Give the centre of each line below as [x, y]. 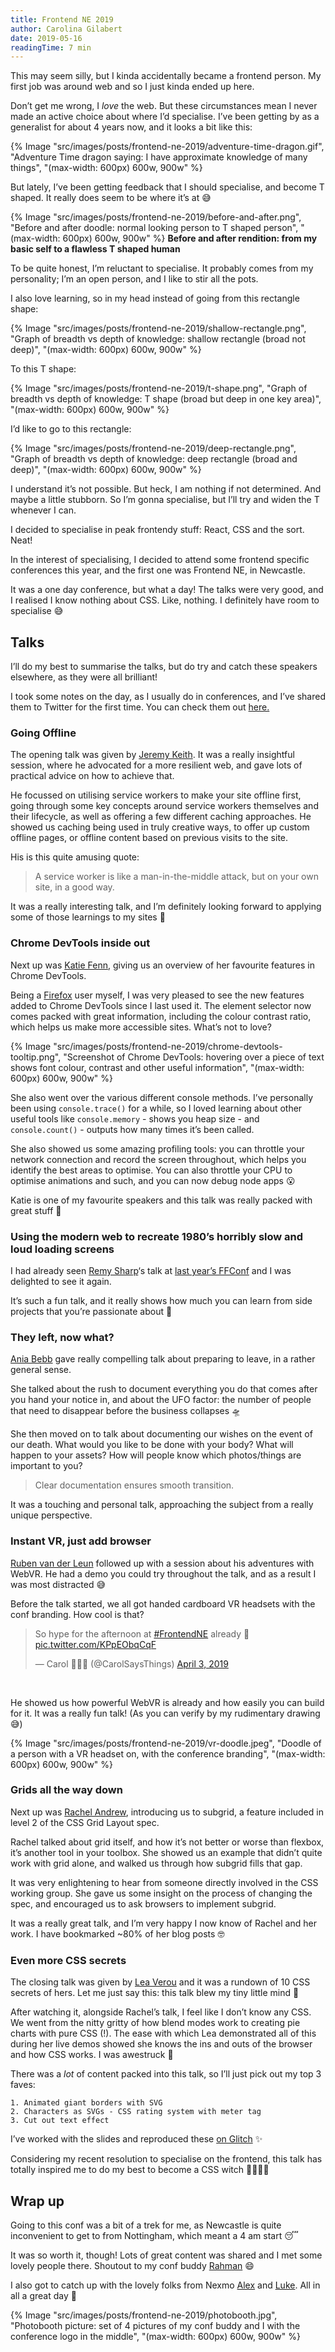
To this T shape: [43, 369]
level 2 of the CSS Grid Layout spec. [85, 1822]
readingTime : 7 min [51, 47]
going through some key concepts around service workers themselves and [164, 806]
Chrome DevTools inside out [80, 943]
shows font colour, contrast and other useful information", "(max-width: [157, 1067]
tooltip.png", [36, 1057]
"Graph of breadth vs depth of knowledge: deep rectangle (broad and [154, 459]
